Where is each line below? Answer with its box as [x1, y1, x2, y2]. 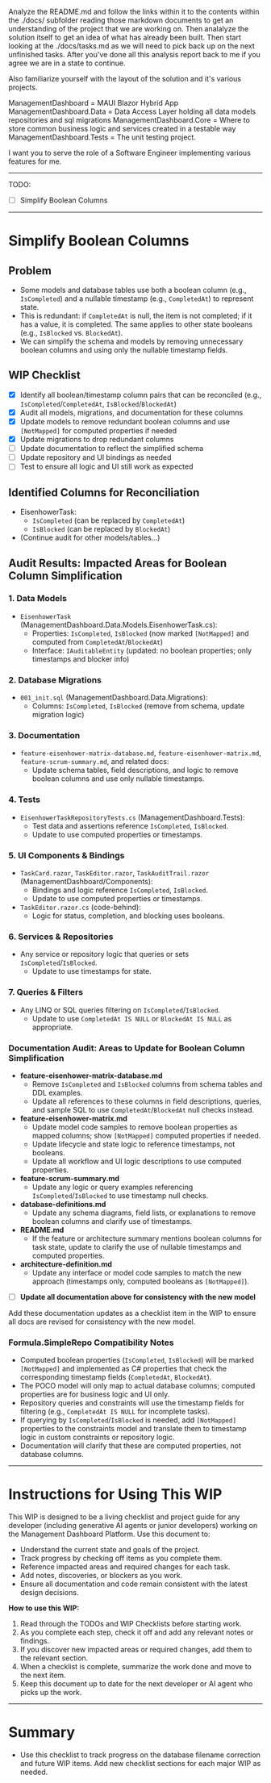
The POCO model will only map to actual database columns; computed [19, 1381, 256, 1391]
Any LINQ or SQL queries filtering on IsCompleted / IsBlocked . [19, 1004, 220, 1015]
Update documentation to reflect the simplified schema [19, 444, 204, 453]
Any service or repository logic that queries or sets [19, 950, 190, 959]
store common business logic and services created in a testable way [8, 124, 236, 133]
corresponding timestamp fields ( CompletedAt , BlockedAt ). [19, 1372, 212, 1382]
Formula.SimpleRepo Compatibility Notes [8, 1337, 174, 1348]
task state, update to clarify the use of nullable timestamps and [31, 1242, 242, 1251]
